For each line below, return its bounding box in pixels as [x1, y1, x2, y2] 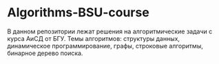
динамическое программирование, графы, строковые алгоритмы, [7, 42, 203, 50]
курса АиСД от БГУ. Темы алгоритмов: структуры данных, [7, 34, 180, 42]
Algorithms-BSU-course [7, 5, 149, 20]
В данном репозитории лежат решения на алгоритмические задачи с [7, 27, 213, 35]
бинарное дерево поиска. [7, 49, 83, 57]
